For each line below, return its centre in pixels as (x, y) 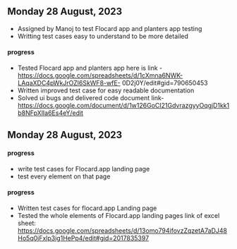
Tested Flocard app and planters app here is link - (90, 68)
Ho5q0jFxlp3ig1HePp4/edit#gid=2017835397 (83, 238)
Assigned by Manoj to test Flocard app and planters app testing (110, 28)
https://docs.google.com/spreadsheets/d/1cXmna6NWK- (100, 75)
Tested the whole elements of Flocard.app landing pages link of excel (119, 215)
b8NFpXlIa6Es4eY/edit (50, 113)
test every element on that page (64, 176)
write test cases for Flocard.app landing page (84, 169)
